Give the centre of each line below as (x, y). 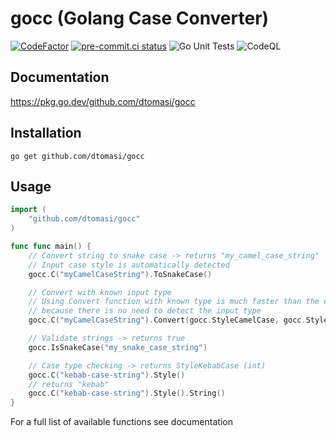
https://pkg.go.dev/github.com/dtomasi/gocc (103, 101)
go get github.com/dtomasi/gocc (77, 156)
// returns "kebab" (69, 384)
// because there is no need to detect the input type (145, 311)
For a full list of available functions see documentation (121, 422)
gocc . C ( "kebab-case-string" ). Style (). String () (127, 393)
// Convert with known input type (100, 292)
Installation (46, 133)
